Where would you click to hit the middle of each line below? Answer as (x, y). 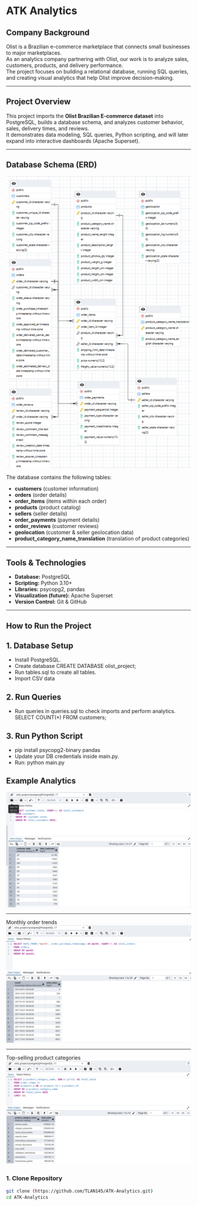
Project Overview (38, 102)
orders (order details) (41, 495)
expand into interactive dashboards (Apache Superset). (73, 141)
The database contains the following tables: (59, 478)
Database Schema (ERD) (52, 165)
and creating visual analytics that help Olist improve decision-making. (90, 78)
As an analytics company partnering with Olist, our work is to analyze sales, (97, 59)
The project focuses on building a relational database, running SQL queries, (97, 71)
